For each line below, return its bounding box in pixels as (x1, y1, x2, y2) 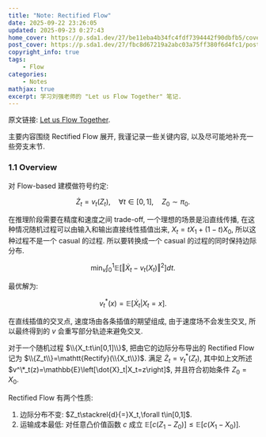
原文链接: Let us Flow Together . (8, 115, 111, 125)
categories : (8, 70, 47, 78)
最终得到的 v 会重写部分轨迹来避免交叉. (14, 326, 143, 336)
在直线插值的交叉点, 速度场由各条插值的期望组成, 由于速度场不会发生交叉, (8, 317, 247, 326)
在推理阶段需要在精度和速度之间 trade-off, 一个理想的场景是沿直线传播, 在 (8, 215, 249, 224)
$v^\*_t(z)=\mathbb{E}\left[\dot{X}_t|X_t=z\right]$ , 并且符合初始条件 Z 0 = (8, 364, 247, 376)
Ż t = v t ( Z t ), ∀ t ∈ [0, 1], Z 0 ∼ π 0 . (75, 197, 191, 208)
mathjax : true (8, 85, 55, 93)
